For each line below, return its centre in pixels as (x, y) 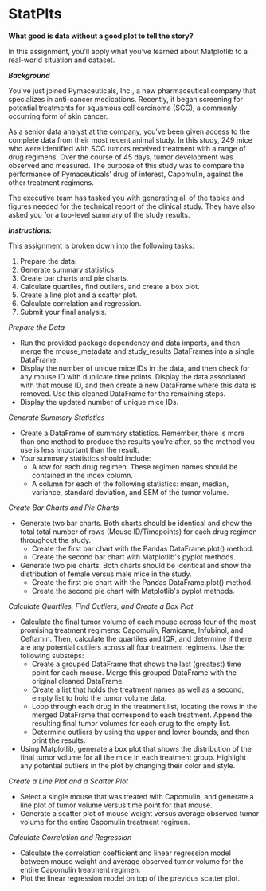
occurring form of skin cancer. (58, 116)
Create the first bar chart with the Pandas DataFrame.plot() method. (143, 548)
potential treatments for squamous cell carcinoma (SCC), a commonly (123, 108)
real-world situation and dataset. (62, 60)
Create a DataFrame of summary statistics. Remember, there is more (132, 433)
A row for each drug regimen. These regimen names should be (135, 466)
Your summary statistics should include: (85, 458)
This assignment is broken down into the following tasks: (102, 245)
